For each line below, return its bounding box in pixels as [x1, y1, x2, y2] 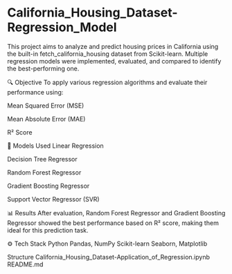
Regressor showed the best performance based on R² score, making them [7, 219, 220, 227]
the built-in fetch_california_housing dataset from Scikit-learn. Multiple [7, 50, 208, 58]
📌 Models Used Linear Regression [7, 141, 104, 150]
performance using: [7, 88, 64, 96]
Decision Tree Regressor [7, 155, 78, 163]
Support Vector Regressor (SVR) [7, 195, 100, 203]
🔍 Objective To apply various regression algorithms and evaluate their [7, 78, 208, 86]
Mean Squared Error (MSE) [7, 101, 84, 110]
